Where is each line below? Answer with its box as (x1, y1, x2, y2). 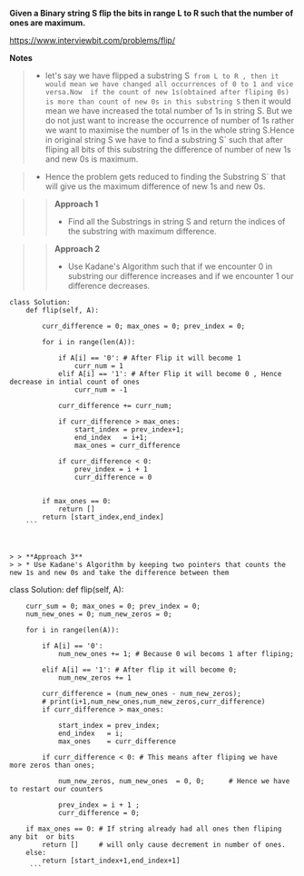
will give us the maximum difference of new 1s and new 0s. (44, 181, 266, 192)
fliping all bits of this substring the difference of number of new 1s (44, 144, 292, 154)
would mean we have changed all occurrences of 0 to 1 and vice (44, 80, 294, 89)
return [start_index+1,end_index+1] (42, 856, 181, 865)
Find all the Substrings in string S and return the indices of (67, 216, 286, 226)
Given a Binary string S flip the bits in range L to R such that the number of (9, 8, 294, 18)
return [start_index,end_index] (42, 513, 165, 522)
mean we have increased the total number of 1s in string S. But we (44, 105, 293, 116)
